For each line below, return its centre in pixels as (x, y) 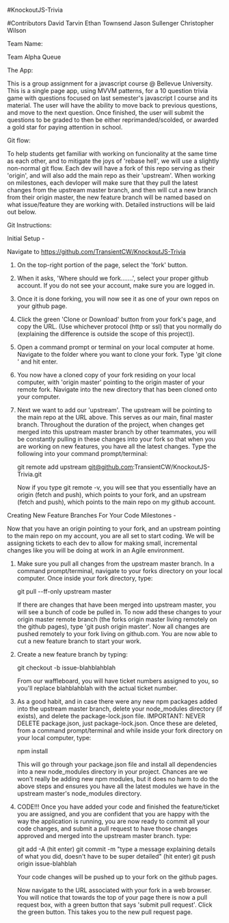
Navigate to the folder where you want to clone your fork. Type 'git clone (119, 354)
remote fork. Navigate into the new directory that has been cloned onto (117, 389)
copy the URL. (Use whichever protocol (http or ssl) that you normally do (119, 327)
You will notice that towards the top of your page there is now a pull (112, 897)
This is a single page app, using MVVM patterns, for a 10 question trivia (108, 91)
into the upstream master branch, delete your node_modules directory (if (119, 709)
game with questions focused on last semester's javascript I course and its (112, 98)
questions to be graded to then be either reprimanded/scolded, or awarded (113, 120)
